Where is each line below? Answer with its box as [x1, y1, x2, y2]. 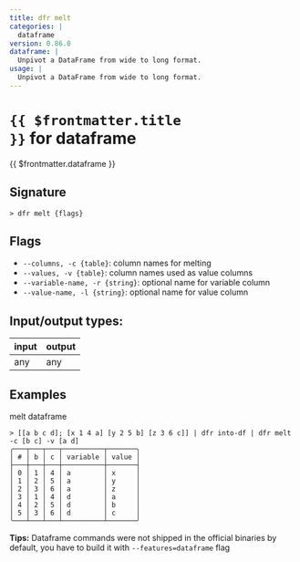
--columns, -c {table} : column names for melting [22, 257, 212, 269]
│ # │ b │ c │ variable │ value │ [9, 453, 141, 462]
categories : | [9, 22, 64, 31]
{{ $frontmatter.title [9, 111, 181, 129]
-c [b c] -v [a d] [9, 436, 79, 445]
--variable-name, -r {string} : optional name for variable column [22, 277, 271, 288]
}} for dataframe [9, 128, 137, 149]
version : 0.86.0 [9, 38, 71, 48]
